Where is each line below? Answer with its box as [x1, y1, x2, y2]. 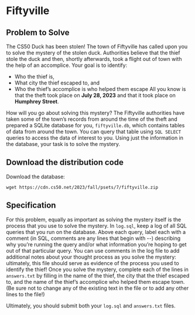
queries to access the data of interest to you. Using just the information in [6, 134, 183, 141]
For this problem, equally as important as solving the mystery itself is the [6, 216, 182, 223]
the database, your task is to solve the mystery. [6, 141, 121, 147]
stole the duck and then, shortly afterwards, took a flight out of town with [6, 56, 182, 62]
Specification [6, 201, 56, 211]
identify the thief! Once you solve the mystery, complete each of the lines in [6, 266, 189, 273]
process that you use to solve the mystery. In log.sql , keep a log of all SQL [6, 222, 187, 229]
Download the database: [6, 173, 66, 180]
